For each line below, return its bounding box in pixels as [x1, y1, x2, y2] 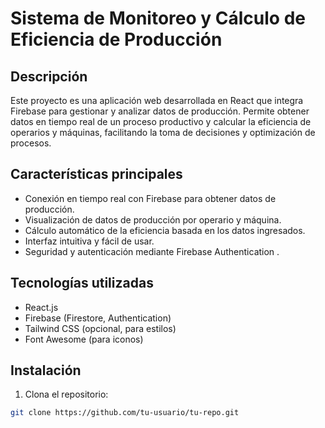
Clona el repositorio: [24, 388, 109, 401]
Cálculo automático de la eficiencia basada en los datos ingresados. [24, 224, 306, 236]
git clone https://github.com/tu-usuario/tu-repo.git [10, 408, 240, 418]
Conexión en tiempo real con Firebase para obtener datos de [24, 192, 277, 204]
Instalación [10, 362, 82, 379]
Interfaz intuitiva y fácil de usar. [24, 235, 155, 247]
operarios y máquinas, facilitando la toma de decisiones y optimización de [10, 127, 316, 138]
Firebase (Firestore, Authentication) [24, 312, 172, 324]
